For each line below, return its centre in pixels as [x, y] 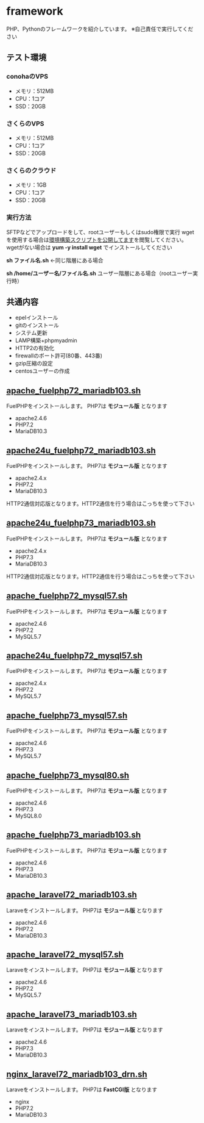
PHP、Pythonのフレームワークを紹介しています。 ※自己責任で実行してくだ [100, 29]
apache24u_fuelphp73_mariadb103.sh [81, 523]
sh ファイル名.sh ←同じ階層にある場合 [55, 260]
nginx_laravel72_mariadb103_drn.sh [77, 1074]
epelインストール [37, 318]
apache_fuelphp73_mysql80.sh [68, 775]
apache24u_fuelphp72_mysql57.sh [75, 655]
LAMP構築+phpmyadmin [46, 340]
